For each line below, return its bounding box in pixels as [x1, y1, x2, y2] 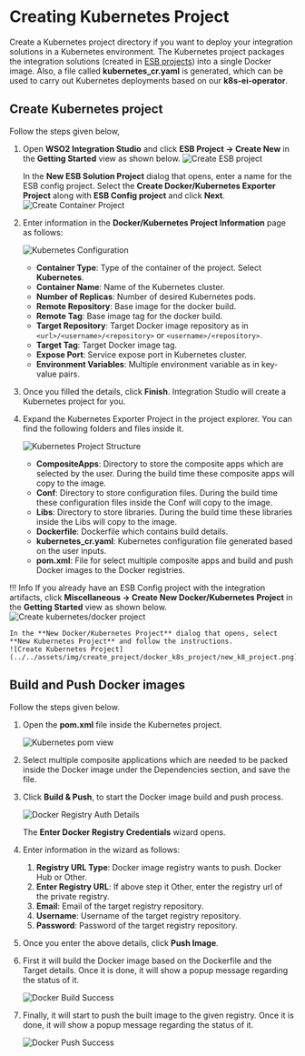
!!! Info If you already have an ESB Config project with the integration [9, 582, 266, 593]
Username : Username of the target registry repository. [35, 910, 242, 920]
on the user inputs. [35, 545, 107, 556]
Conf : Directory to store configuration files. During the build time [35, 487, 279, 498]
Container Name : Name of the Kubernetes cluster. [35, 281, 225, 292]
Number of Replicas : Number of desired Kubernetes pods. [35, 291, 257, 302]
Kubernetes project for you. [22, 396, 126, 407]
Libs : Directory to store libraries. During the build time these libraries [35, 507, 293, 518]
